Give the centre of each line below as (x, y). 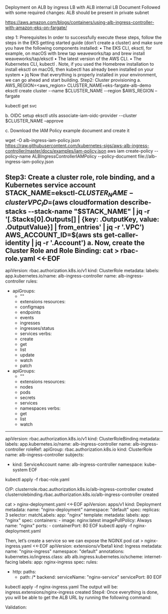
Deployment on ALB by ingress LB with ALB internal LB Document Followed (83, 7)
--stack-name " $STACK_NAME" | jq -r (89, 211)
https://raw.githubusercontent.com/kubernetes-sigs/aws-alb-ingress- (77, 146)
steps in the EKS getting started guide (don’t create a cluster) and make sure (84, 43)
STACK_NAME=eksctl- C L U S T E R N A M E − (69, 194)
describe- (135, 202)
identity (17, 243)
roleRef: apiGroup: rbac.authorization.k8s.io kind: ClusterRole (89, 449)
